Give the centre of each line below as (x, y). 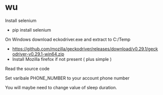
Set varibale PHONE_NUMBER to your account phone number (67, 78)
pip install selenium (32, 30)
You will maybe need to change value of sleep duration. (61, 87)
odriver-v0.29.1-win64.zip (38, 54)
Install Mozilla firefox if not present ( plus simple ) (62, 59)
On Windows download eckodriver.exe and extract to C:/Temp (68, 39)
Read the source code (27, 68)
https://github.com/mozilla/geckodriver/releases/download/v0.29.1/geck (85, 49)
